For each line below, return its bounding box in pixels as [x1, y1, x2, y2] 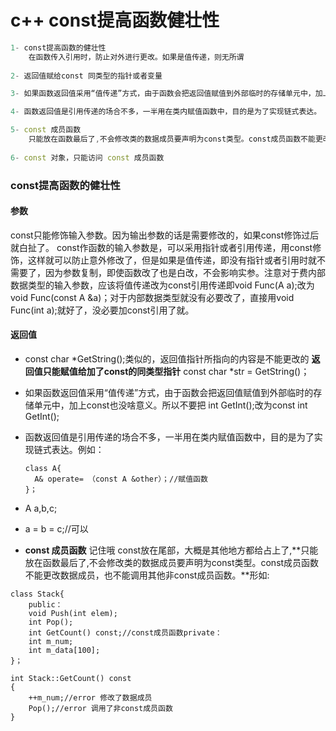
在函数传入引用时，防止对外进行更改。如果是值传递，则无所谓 [28, 52, 245, 62]
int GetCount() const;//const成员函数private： [28, 628, 223, 638]
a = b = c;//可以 [24, 523, 89, 535]
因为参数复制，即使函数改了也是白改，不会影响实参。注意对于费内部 [44, 266, 326, 278]
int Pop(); [28, 617, 74, 628]
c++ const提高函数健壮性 [10, 9, 220, 32]
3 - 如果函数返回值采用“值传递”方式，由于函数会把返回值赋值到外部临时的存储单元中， [10, 89, 316, 99]
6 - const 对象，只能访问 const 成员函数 [10, 152, 165, 163]
